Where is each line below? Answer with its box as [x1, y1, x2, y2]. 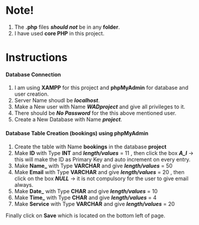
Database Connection [5, 71, 61, 78]
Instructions [5, 51, 68, 65]
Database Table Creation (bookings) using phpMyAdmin [5, 129, 149, 136]
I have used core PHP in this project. [14, 29, 105, 37]
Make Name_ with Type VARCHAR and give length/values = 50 [14, 162, 173, 169]
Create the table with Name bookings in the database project [14, 143, 167, 150]
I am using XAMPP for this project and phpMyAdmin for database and [14, 84, 189, 92]
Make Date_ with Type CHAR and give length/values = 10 [14, 187, 158, 194]
